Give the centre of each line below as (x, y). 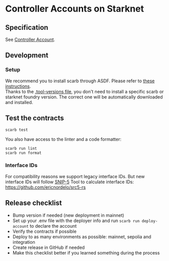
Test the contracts (35, 118)
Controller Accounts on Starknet (75, 9)
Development (27, 55)
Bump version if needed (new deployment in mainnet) (68, 215)
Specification (27, 28)
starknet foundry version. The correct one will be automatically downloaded (84, 97)
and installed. (19, 102)
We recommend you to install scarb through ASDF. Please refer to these (80, 81)
